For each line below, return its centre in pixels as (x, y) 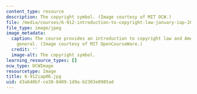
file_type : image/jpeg (34, 28)
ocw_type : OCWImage (30, 66)
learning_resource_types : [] (42, 60)
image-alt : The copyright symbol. (53, 55)
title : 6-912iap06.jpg (34, 76)
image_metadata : (26, 33)
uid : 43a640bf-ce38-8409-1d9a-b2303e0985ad (60, 82)
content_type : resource (35, 11)
